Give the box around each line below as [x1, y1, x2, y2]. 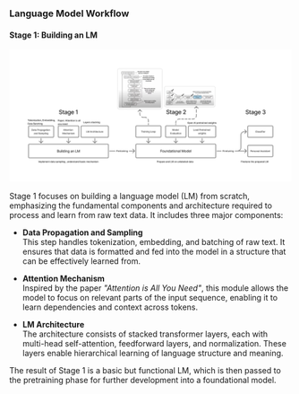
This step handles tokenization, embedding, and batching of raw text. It [21, 237, 286, 248]
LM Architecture [21, 320, 85, 330]
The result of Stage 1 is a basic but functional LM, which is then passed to [9, 365, 282, 376]
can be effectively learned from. [21, 256, 141, 267]
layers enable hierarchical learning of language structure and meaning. [21, 348, 284, 359]
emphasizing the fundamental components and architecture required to [9, 200, 273, 211]
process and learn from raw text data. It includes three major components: [9, 210, 284, 221]
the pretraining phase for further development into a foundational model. [9, 375, 277, 386]
